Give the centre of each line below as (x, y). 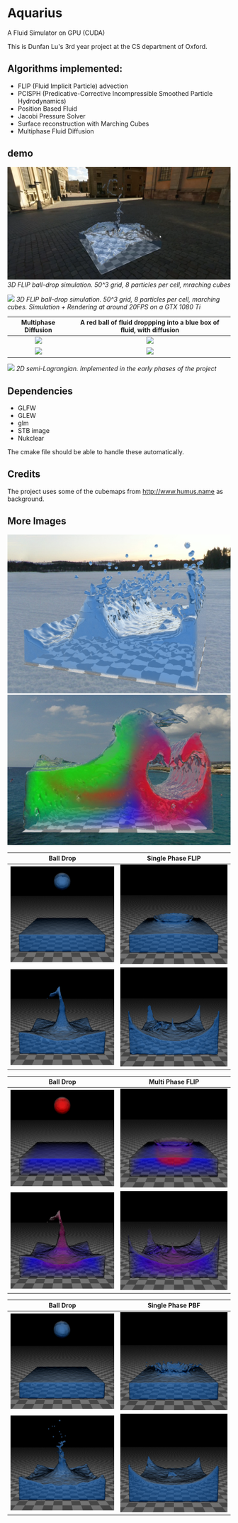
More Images (37, 521)
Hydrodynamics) (42, 101)
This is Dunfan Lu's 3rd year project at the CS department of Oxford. (107, 46)
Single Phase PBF (174, 1305)
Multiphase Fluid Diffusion (56, 131)
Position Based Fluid (47, 109)
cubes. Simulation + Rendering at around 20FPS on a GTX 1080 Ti (104, 307)
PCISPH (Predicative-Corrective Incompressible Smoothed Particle (115, 93)
